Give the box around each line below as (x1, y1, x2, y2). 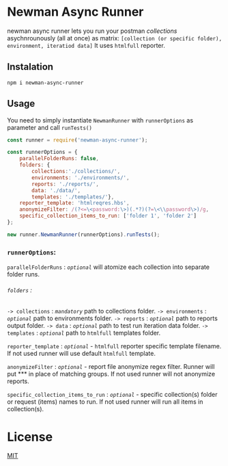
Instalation (7, 61, 53, 73)
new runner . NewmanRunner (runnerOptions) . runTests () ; (7, 231, 160, 238)
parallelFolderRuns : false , (19, 155, 99, 162)
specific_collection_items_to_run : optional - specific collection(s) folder (7, 391, 218, 399)
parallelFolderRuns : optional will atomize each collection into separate (7, 263, 210, 271)
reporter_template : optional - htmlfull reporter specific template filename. (7, 342, 222, 350)
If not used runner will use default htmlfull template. (7, 350, 156, 358)
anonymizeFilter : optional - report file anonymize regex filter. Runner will (7, 363, 215, 371)
